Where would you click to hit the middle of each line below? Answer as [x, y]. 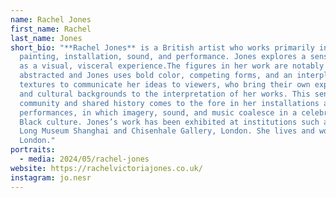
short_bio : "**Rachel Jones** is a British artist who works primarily [162, 47]
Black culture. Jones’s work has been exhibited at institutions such [169, 122]
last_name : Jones [46, 38]
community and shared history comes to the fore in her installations [169, 103]
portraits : [33, 150]
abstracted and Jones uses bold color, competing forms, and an [156, 76]
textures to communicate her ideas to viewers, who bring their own [165, 85]
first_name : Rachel [51, 29]
